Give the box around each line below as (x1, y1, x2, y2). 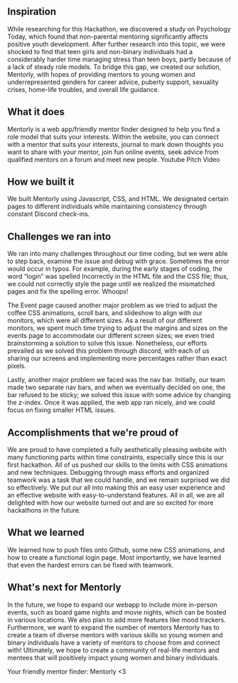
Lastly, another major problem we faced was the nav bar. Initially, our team (7, 376, 225, 384)
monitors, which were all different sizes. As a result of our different (7, 317, 202, 325)
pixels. (7, 361, 27, 370)
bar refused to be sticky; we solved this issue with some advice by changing (7, 391, 231, 399)
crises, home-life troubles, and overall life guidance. (7, 85, 160, 93)
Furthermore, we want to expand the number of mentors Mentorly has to (7, 623, 220, 632)
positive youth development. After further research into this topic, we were (7, 39, 226, 48)
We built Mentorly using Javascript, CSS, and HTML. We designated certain (7, 195, 229, 203)
